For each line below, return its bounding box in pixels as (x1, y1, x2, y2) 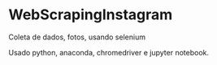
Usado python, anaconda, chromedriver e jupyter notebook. (8, 47, 210, 57)
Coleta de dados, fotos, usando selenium (8, 32, 146, 42)
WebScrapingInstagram (8, 6, 173, 24)
